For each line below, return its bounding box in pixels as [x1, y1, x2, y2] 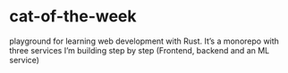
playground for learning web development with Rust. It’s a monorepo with [9, 36, 280, 46]
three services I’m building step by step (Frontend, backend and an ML [9, 45, 270, 55]
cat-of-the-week [9, 6, 137, 27]
